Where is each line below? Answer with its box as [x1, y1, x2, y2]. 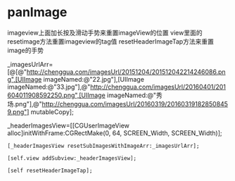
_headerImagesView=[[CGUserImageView [7, 121, 130, 130]
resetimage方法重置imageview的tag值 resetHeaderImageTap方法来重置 [7, 37, 215, 46]
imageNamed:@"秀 [106, 91, 163, 99]
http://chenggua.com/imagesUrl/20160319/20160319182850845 [42, 99, 229, 108]
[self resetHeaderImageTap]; [7, 167, 93, 174]
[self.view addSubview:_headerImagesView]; [7, 154, 137, 162]
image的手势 [7, 46, 44, 54]
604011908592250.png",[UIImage [7, 91, 106, 99]
